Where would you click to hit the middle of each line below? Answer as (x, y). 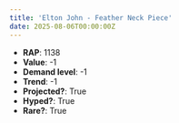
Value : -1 (40, 62)
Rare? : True (45, 110)
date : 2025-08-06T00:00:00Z (63, 26)
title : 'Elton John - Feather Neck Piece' (91, 18)
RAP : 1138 (41, 52)
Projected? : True (55, 91)
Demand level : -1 (55, 72)
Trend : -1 (40, 81)
